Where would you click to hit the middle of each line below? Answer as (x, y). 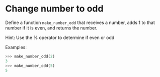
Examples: (16, 47)
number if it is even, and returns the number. (51, 27)
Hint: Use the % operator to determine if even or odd (60, 37)
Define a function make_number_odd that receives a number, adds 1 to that (80, 22)
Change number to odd (54, 9)
